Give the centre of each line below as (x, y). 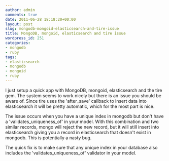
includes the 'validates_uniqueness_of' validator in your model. (71, 153)
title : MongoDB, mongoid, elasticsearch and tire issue (65, 33)
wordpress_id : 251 (25, 38)
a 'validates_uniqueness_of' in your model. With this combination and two (82, 122)
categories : (18, 43)
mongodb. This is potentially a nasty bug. (48, 138)
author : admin (20, 10)
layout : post (19, 24)
